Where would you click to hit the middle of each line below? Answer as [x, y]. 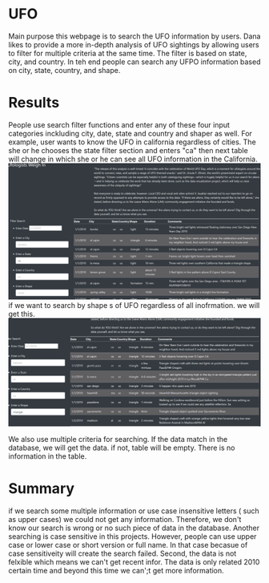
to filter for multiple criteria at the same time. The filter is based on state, [128, 53]
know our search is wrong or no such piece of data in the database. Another [134, 528]
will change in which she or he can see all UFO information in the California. [133, 159]
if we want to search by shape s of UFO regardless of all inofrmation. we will [134, 305]
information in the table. [48, 456]
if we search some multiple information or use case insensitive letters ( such [134, 511]
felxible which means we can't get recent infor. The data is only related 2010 [134, 561]
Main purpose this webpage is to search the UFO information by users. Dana [134, 36]
